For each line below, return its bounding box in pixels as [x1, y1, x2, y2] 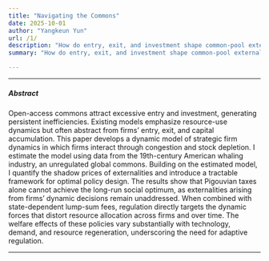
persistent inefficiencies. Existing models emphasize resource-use [8, 117, 228, 126]
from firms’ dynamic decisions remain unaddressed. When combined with [8, 193, 252, 203]
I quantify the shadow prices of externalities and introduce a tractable [8, 167, 239, 177]
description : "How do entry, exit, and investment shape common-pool [8, 42, 246, 50]
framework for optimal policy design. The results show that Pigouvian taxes [8, 176, 257, 186]
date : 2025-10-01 [8, 19, 66, 27]
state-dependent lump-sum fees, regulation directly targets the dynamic [8, 202, 247, 211]
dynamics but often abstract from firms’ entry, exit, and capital [8, 125, 215, 135]
